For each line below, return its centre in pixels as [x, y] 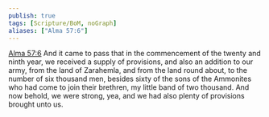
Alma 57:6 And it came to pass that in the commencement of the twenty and [135, 54]
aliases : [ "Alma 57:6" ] [48, 30]
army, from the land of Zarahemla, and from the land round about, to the [128, 71]
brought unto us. [36, 104]
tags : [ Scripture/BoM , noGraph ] [62, 23]
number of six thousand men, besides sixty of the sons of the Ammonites [130, 79]
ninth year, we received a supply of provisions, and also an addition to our [131, 62]
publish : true [32, 16]
